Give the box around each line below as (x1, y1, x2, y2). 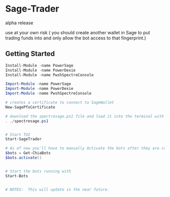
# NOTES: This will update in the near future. (5, 187, 110, 192)
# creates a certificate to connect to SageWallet (5, 100, 114, 105)
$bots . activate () (5, 155, 42, 160)
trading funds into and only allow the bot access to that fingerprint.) (5, 35, 146, 41)
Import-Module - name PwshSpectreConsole (5, 91, 92, 96)
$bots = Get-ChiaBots (5, 151, 51, 156)
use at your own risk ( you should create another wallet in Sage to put (5, 29, 150, 35)
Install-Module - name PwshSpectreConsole (5, 72, 94, 77)
